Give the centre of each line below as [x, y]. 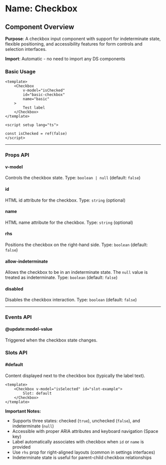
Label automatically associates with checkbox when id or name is [78, 442]
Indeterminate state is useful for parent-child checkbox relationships [82, 457]
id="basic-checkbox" [44, 95]
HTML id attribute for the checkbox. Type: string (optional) [65, 200]
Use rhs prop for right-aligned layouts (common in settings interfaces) [84, 452]
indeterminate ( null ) [33, 426]
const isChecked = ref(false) [36, 134]
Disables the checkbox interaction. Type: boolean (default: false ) [71, 300]
